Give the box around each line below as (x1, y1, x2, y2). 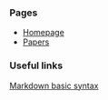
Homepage (22, 27, 65, 38)
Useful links (9, 59, 64, 72)
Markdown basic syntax (9, 80, 99, 91)
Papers (22, 36, 50, 47)
